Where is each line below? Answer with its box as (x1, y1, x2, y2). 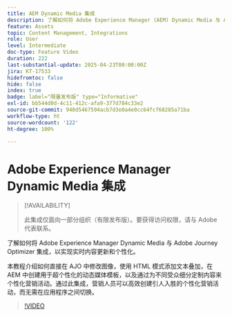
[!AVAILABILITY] (23, 201, 70, 210)
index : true (7, 87, 41, 94)
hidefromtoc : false (7, 74, 64, 81)
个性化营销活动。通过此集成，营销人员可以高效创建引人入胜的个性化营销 (7, 279, 213, 288)
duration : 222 (7, 55, 48, 62)
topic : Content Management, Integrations (7, 29, 128, 37)
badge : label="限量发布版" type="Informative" (7, 94, 138, 101)
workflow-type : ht (7, 112, 60, 119)
